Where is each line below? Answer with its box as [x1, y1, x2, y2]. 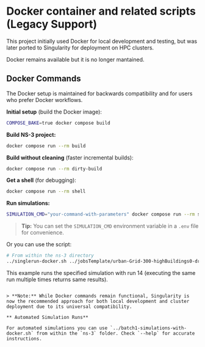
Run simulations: [6, 200, 50, 207]
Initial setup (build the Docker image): [6, 108, 103, 115]
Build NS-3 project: [6, 131, 56, 138]
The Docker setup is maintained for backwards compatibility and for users [6, 90, 193, 97]
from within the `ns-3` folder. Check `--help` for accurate [36, 330, 195, 337]
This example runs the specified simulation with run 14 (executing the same [6, 269, 196, 276]
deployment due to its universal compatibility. [6, 304, 132, 310]
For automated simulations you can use [6, 325, 108, 331]
